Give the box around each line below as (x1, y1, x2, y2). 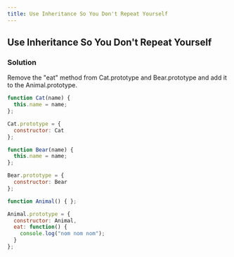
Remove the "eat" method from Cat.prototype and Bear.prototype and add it (7, 73, 227, 82)
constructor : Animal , (13, 217, 77, 224)
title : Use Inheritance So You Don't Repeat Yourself (7, 10, 169, 18)
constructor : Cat (13, 127, 65, 134)
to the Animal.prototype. (7, 81, 77, 89)
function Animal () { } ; (7, 198, 77, 205)
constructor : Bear (13, 179, 68, 186)
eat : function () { (13, 223, 68, 231)
